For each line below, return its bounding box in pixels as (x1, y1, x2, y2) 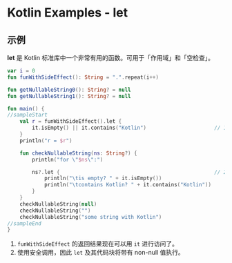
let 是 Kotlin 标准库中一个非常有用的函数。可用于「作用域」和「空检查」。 (7, 54, 214, 61)
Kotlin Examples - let (7, 5, 128, 21)
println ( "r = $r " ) (19, 137, 72, 144)
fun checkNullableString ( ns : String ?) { (19, 150, 137, 157)
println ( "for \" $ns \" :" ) (32, 156, 104, 163)
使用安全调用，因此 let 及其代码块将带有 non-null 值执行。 (17, 249, 184, 257)
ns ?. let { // (32, 168, 221, 175)
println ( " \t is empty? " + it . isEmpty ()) (43, 175, 162, 182)
